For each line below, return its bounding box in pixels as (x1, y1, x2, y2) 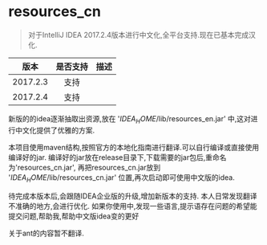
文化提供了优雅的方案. (22, 125, 95, 135)
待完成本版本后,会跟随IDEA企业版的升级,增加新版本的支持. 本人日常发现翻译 (8, 191, 257, 201)
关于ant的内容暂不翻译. (8, 228, 84, 238)
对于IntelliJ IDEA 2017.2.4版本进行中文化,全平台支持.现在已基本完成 (27, 30, 249, 39)
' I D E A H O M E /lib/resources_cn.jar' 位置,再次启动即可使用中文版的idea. (8, 172, 235, 184)
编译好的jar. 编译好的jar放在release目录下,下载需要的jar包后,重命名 (8, 152, 227, 162)
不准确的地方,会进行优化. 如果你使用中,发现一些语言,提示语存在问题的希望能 (8, 201, 258, 210)
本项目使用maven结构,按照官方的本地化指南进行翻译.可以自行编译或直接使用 (8, 142, 260, 152)
